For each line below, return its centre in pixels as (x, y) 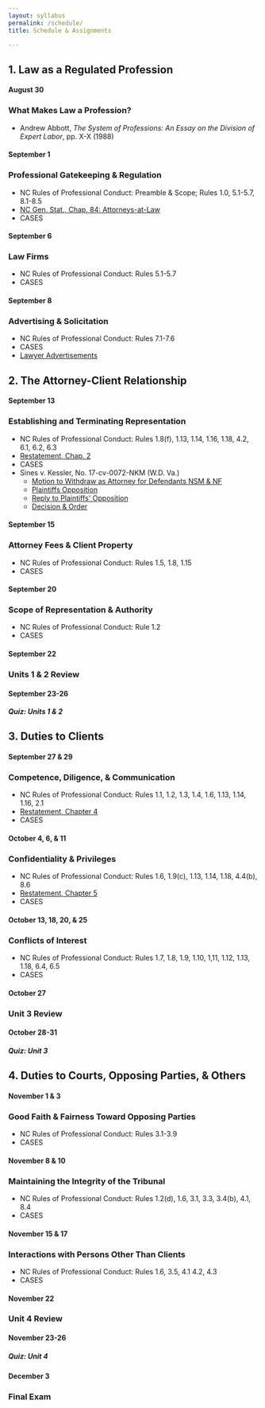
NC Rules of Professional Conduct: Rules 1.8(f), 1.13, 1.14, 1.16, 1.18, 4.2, (134, 439)
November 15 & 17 (38, 1234)
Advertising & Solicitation (58, 321)
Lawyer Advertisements (58, 356)
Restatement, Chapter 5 (58, 893)
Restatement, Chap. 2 (55, 455)
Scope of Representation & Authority (81, 610)
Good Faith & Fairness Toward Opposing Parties (102, 1117)
